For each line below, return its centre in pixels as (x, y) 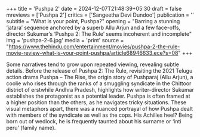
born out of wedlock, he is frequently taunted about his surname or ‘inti (94, 121)
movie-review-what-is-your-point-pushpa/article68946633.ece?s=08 (92, 53)
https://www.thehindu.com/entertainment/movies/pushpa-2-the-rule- (94, 46)
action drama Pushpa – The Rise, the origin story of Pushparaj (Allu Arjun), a (100, 77)
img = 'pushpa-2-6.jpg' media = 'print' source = (65, 40)
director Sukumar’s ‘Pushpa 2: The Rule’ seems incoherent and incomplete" (99, 34)
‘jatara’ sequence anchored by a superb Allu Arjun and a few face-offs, (93, 27)
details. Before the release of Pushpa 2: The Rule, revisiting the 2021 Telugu (99, 71)
